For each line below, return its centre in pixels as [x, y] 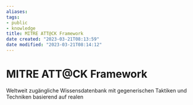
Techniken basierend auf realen [45, 97]
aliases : [17, 12]
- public [17, 23]
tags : [13, 17]
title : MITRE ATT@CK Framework [45, 34]
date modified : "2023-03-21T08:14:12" [54, 45]
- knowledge [21, 28]
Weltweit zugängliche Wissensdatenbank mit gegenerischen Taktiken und [96, 90]
